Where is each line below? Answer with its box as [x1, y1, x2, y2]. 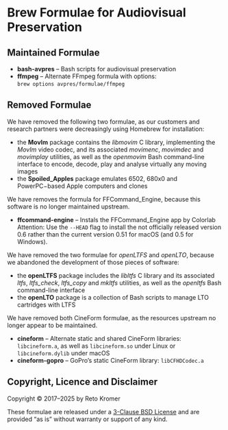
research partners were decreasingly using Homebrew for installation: [7, 125, 205, 133]
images [16, 167, 38, 176]
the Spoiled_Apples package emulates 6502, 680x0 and [16, 174, 178, 182]
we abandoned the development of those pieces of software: [7, 258, 179, 266]
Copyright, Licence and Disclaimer [7, 376, 158, 388]
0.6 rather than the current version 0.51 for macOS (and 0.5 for [16, 230, 194, 238]
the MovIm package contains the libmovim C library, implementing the [16, 138, 216, 146]
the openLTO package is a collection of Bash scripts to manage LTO [16, 293, 210, 301]
